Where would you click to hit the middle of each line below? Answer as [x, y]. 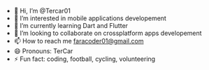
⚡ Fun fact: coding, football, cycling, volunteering [85, 59]
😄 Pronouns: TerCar [43, 51]
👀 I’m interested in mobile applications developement [90, 18]
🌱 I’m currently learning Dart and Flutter [71, 26]
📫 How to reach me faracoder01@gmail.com [79, 41]
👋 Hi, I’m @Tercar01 [42, 11]
